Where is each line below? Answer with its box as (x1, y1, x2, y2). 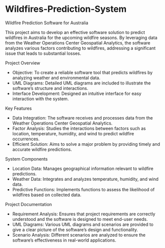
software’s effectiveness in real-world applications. (12, 237, 117, 243)
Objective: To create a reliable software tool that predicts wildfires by (12, 69, 153, 75)
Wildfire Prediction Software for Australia (5, 20, 88, 26)
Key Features (5, 105, 32, 111)
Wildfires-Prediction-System (5, 3, 127, 15)
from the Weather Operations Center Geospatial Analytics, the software (5, 40, 151, 45)
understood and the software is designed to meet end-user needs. (12, 216, 148, 222)
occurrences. (12, 136, 40, 142)
